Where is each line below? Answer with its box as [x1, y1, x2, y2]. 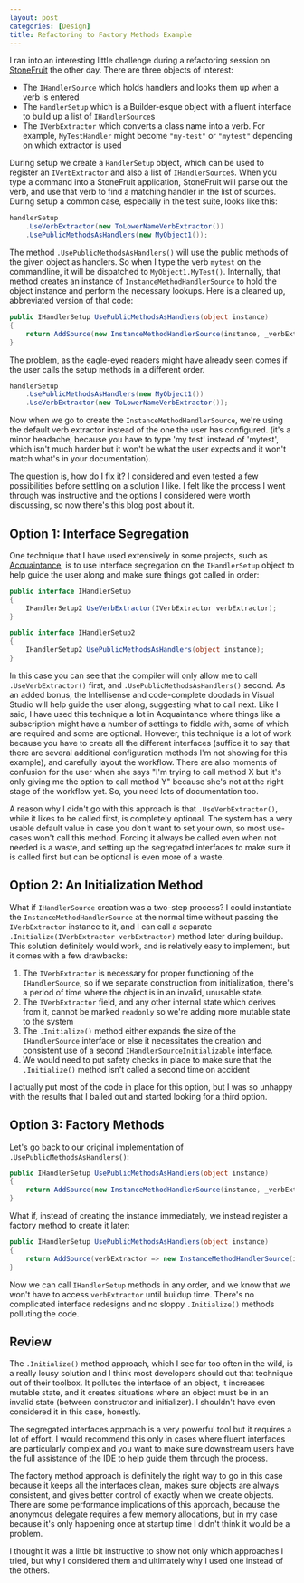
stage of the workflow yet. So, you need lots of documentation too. [9, 785, 260, 796]
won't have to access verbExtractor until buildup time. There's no [9, 1288, 255, 1299]
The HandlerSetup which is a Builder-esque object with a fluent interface [22, 102, 292, 112]
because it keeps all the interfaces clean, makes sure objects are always [9, 1480, 280, 1491]
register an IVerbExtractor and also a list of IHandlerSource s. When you [9, 167, 278, 178]
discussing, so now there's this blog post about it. [9, 500, 195, 510]
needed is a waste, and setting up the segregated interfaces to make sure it [9, 841, 291, 852]
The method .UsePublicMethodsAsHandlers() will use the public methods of [9, 247, 289, 257]
